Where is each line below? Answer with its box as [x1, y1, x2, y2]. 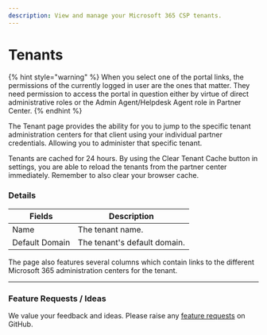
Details [8, 190, 37, 201]
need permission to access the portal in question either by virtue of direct [8, 89, 249, 98]
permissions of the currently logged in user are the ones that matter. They [8, 80, 250, 90]
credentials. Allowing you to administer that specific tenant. [8, 138, 203, 148]
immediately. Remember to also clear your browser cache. [8, 170, 199, 179]
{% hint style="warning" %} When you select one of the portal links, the [8, 72, 244, 82]
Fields [29, 210, 53, 221]
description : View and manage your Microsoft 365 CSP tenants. [8, 11, 222, 20]
